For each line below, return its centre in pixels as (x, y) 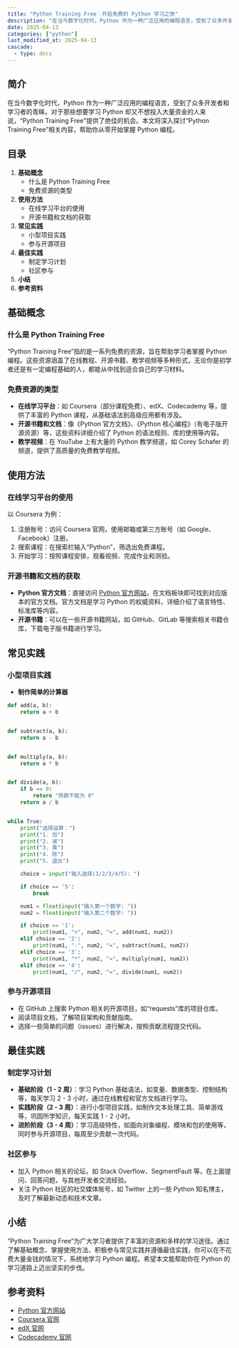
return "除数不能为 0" (64, 796)
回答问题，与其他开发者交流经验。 (80, 1180)
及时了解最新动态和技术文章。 (61, 1198)
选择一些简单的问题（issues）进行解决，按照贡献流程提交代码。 (111, 1026)
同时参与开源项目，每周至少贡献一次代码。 (80, 1134)
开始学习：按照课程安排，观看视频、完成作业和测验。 (96, 556)
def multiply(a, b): (38, 757)
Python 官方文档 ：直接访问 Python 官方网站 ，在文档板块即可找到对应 (119, 593)
